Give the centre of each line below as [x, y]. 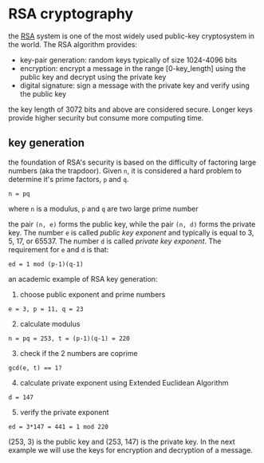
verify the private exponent [64, 412]
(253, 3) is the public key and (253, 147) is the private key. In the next [122, 441]
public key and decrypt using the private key [93, 77]
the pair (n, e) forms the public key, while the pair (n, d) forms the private [132, 224]
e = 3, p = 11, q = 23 [46, 309]
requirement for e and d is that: [59, 249]
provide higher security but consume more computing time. [106, 117]
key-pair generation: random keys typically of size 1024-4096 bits [128, 60]
